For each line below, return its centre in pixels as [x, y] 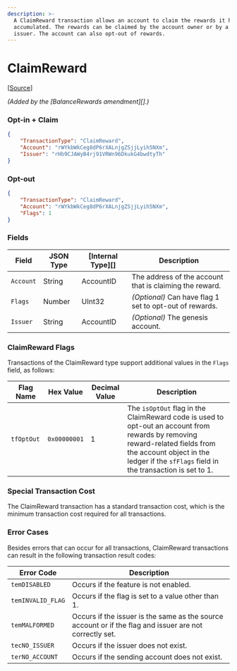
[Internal [103, 256]
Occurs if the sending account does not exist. [147, 657]
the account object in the [169, 452]
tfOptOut [25, 439]
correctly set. [94, 634]
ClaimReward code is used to [176, 417]
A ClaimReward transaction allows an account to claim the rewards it [120, 20]
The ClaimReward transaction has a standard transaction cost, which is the [116, 507]
